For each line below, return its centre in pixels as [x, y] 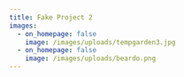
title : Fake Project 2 [51, 17]
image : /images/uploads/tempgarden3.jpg [100, 42]
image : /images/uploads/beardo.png [91, 58]
